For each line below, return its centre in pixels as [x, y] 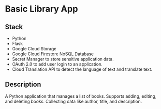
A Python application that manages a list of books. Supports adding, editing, [81, 96]
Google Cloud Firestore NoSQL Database [53, 54]
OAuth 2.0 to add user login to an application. [57, 64]
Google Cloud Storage [34, 49]
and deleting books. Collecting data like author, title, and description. [73, 101]
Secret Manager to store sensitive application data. [63, 59]
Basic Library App [42, 9]
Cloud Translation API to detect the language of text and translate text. [82, 69]
